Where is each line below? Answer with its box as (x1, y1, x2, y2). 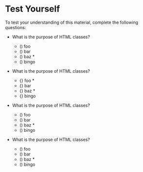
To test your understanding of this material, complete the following (5, 19, 139, 25)
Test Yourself (5, 3, 60, 15)
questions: (5, 24, 26, 30)
